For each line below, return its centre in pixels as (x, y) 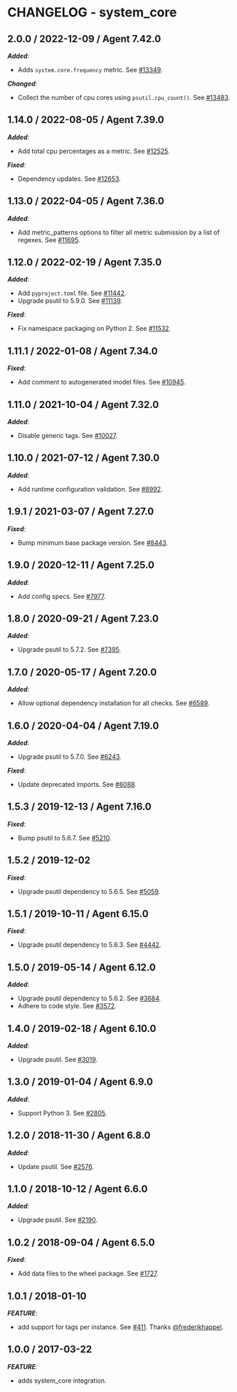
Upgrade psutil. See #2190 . (58, 1220)
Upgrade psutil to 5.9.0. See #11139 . (70, 301)
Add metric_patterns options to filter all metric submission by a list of (118, 232)
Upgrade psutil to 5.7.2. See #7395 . (69, 650)
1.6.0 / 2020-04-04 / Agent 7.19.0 (83, 726)
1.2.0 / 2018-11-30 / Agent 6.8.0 (79, 1136)
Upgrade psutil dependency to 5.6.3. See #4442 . (89, 945)
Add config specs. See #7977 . (62, 596)
